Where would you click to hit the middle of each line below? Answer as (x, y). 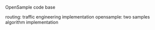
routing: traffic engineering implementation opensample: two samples (77, 17)
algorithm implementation (32, 22)
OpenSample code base (30, 7)
